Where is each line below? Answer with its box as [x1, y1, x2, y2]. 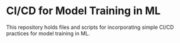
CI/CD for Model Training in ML [6, 4, 161, 18]
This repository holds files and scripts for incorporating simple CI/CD [6, 24, 174, 31]
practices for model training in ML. [6, 29, 91, 37]
